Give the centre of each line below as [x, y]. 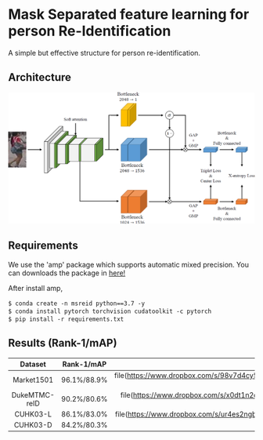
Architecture [40, 77]
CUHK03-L [33, 414]
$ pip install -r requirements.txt [66, 319]
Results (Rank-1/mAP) [63, 343]
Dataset [33, 364]
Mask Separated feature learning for [129, 15]
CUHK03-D [33, 425]
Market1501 [33, 380]
